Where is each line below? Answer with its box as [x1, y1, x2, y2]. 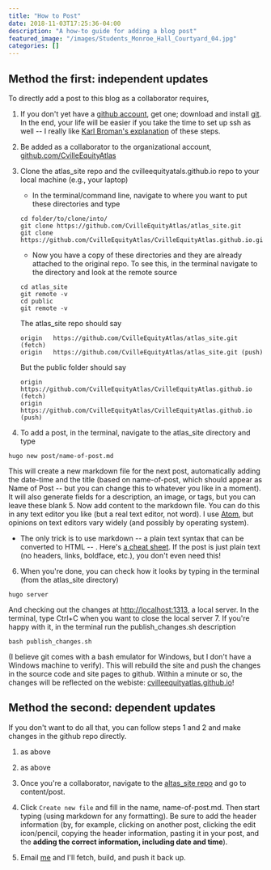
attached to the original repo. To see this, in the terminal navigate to [32, 258, 258, 268]
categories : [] [8, 42, 60, 50]
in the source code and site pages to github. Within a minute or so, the [8, 668, 243, 678]
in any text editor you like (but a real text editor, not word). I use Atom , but [8, 509, 254, 519]
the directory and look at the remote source [32, 267, 178, 277]
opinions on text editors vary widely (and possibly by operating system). [8, 517, 249, 527]
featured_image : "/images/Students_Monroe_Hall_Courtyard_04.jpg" [8, 34, 237, 43]
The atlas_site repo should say [19, 318, 122, 328]
